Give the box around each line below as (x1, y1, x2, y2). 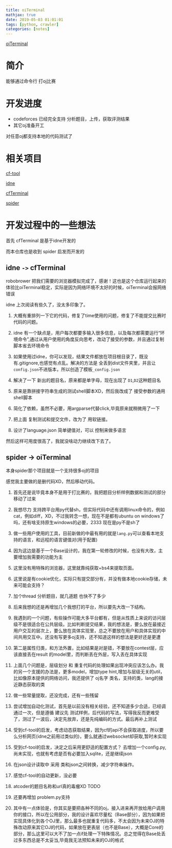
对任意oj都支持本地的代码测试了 (6, 133, 73, 139)
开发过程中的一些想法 (6, 220, 96, 231)
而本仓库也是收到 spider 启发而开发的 (6, 248, 85, 254)
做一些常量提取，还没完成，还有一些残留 (13, 692, 99, 698)
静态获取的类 (17, 681, 45, 687)
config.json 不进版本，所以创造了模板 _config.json (13, 366, 120, 372)
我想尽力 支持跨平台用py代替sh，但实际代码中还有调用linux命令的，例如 (13, 506, 165, 512)
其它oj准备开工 (13, 122, 45, 128)
